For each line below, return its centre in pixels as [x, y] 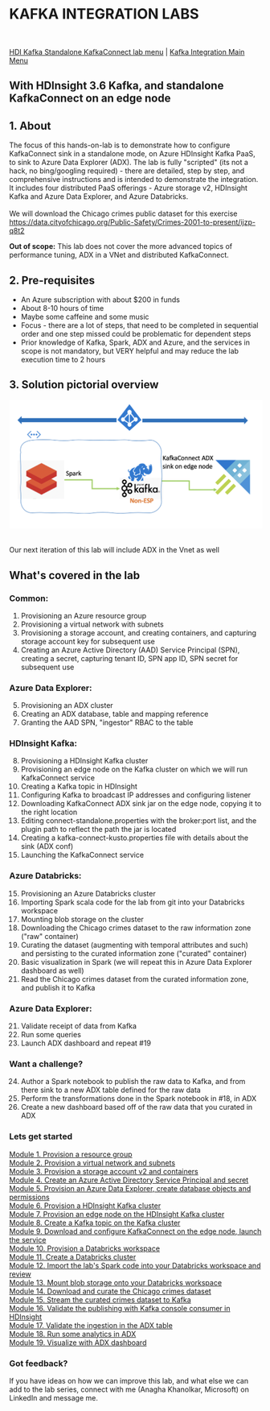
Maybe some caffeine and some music [85, 317]
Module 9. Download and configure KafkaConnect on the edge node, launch [135, 1231]
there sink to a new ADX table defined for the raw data [111, 1090]
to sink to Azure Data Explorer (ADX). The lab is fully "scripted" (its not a [129, 163]
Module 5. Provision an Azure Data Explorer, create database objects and [130, 1188]
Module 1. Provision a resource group [71, 1154]
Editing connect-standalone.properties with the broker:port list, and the [139, 821]
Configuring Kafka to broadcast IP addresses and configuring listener [136, 795]
